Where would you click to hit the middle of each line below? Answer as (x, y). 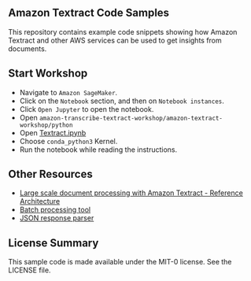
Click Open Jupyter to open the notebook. (87, 109)
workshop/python (46, 125)
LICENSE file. (30, 270)
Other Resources (50, 174)
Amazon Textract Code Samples (89, 13)
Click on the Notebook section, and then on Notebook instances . (122, 101)
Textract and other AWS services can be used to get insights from (115, 40)
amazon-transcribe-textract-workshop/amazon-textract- (131, 118)
